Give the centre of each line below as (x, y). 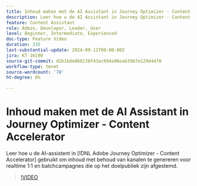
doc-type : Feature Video (36, 39)
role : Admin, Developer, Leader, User (54, 28)
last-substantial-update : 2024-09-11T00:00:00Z (66, 50)
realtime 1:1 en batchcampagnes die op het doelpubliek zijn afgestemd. (92, 166)
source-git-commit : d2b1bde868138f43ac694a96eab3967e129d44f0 (84, 61)
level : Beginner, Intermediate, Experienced (61, 34)
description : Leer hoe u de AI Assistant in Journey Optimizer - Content (98, 17)
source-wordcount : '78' (35, 72)
